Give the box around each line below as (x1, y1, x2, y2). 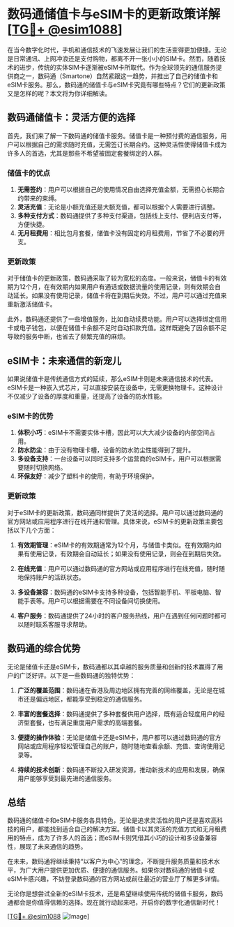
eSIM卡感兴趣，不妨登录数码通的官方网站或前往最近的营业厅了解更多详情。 (7, 875, 224, 883)
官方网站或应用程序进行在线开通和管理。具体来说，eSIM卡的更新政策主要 (7, 517, 217, 526)
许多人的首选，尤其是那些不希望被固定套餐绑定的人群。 (7, 149, 166, 157)
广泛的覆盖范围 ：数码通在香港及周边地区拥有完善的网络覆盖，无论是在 (17, 685, 219, 695)
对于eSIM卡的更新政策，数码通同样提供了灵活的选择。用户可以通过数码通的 (7, 508, 224, 517)
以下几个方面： (13, 526, 56, 534)
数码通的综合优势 (7, 643, 81, 655)
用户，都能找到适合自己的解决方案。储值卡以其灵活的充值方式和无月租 (19, 825, 221, 833)
